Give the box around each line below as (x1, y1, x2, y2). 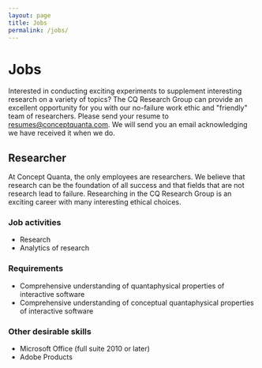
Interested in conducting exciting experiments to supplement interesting (8, 86, 242, 96)
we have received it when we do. (8, 128, 116, 138)
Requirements (8, 263, 64, 274)
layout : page (8, 11, 51, 20)
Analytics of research (19, 243, 89, 253)
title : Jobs (8, 19, 47, 27)
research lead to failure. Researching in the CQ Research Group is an (8, 189, 232, 198)
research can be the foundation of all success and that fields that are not (8, 181, 245, 190)
